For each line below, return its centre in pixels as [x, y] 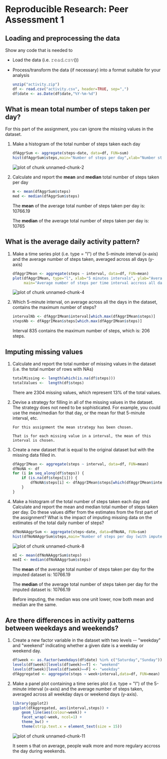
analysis [21, 75]
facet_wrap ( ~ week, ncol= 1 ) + [52, 717]
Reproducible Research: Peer [67, 9]
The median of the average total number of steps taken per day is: [81, 220]
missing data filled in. [34, 455]
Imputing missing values [44, 352]
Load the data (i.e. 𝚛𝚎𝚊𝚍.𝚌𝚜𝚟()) [45, 60]
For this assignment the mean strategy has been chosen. [73, 427]
